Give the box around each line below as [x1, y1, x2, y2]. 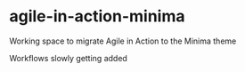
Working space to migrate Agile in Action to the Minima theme [9, 36, 237, 46]
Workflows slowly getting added [9, 52, 127, 63]
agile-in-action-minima [9, 6, 185, 27]
